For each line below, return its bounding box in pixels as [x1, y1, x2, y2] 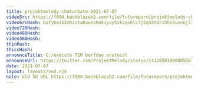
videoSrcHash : [6, 19, 41, 25]
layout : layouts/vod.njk [6, 69, 67, 74]
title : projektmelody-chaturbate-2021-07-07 [6, 8, 117, 15]
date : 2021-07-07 [6, 63, 49, 69]
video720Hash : [6, 25, 41, 31]
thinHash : [6, 42, 31, 47]
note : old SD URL [6, 74, 49, 80]
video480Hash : [6, 30, 41, 36]
